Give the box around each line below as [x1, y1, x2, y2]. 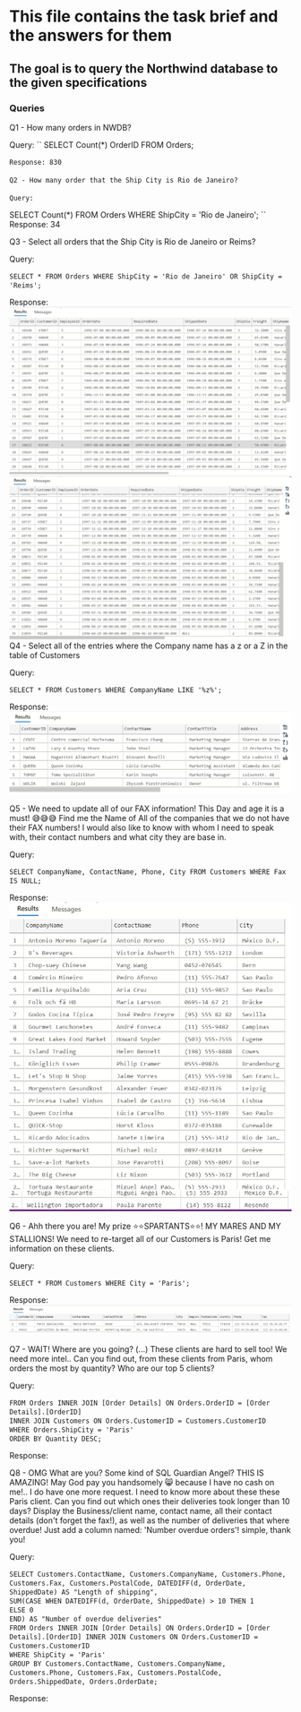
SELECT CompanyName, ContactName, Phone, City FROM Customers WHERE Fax [9, 868, 287, 877]
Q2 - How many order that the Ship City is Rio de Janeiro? [9, 175, 239, 184]
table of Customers [9, 649, 81, 660]
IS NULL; [9, 877, 42, 886]
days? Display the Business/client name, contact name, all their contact [9, 1506, 272, 1517]
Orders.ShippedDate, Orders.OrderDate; [9, 1677, 159, 1687]
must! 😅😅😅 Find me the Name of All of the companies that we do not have [9, 813, 289, 824]
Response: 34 [9, 218, 61, 229]
